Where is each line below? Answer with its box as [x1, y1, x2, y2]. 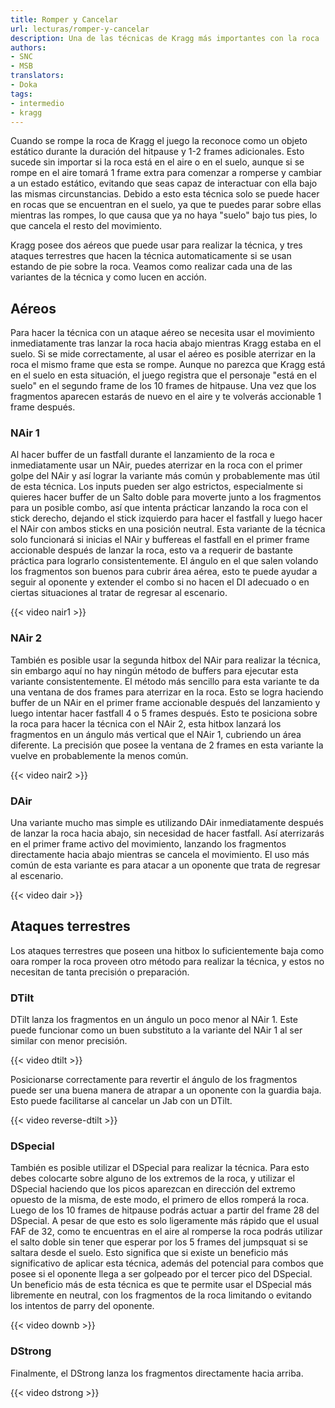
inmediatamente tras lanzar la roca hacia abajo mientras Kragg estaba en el [10, 337, 322, 350]
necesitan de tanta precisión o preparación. [10, 966, 190, 978]
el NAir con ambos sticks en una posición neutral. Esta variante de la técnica [10, 523, 326, 535]
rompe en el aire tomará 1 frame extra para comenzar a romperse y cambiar [10, 167, 323, 179]
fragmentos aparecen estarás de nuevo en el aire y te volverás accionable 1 [10, 391, 322, 403]
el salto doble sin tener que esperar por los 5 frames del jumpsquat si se [10, 1236, 309, 1248]
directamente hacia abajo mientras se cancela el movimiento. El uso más [10, 849, 310, 861]
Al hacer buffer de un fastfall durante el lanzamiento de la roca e [10, 449, 275, 461]
